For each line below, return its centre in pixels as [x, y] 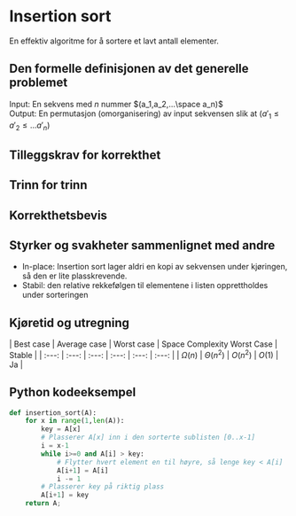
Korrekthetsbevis [58, 215]
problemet [39, 83]
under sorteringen [55, 295]
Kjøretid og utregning [70, 322]
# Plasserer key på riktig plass [103, 487]
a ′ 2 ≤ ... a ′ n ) [30, 126]
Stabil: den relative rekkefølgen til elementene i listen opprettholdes [145, 285]
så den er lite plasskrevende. [74, 276]
